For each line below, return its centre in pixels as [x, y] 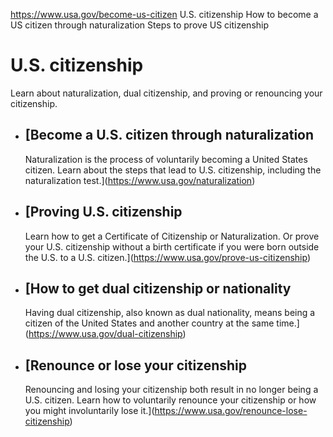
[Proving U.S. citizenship [103, 212]
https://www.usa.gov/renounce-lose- [231, 411]
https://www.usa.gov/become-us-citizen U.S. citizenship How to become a [164, 14]
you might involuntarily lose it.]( [89, 411]
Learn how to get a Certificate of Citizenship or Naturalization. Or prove [172, 236]
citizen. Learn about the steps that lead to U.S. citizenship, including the [173, 170]
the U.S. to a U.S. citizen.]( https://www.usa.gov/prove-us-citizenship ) [167, 257]
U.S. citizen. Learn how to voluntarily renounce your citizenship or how [170, 400]
